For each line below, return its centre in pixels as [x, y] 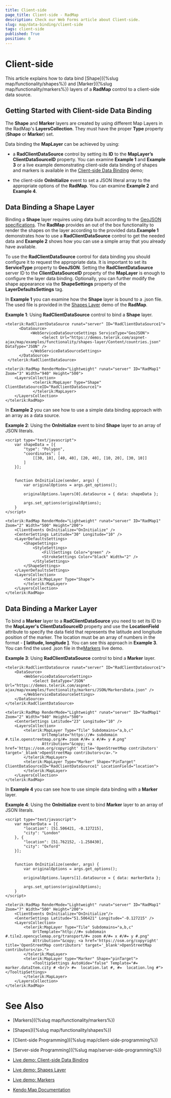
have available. [21, 247]
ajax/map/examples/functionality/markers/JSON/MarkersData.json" [76, 690]
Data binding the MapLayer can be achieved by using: [62, 144]
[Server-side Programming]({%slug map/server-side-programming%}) [87, 1050]
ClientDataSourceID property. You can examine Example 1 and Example [89, 159]
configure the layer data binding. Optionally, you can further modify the [80, 279]
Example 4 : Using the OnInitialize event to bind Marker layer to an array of [84, 805]
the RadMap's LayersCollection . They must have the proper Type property [84, 128]
